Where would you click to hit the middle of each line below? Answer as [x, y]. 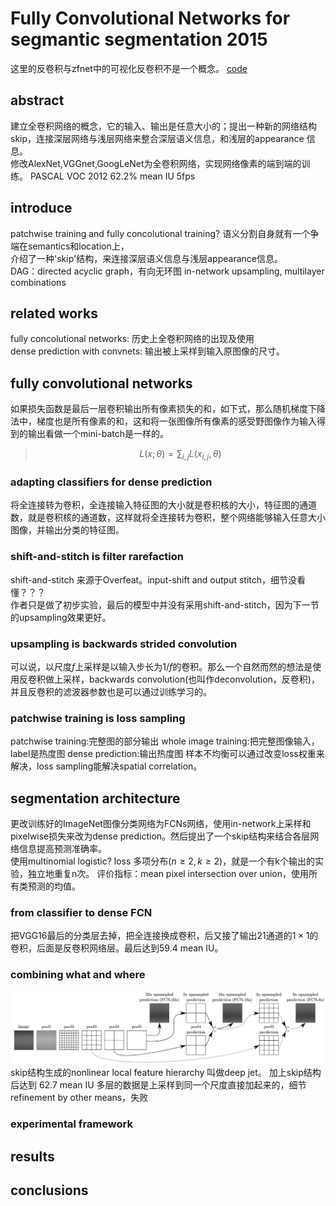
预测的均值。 [54, 886]
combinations [38, 282]
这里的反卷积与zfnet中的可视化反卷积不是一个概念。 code [129, 68]
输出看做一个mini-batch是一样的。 [98, 434]
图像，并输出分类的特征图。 [67, 530]
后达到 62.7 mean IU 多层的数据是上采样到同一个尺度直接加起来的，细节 [158, 1085]
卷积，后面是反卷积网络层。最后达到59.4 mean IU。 [117, 948]
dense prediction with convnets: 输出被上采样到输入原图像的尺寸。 [148, 351]
